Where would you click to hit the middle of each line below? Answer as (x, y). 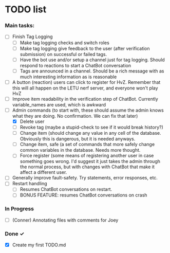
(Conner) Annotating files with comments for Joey (65, 220)
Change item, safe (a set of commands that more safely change (87, 144)
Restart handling (30, 184)
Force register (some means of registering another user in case (87, 156)
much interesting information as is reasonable (68, 77)
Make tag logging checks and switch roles (65, 43)
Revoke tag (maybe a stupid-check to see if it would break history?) (92, 128)
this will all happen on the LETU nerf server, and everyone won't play (85, 88)
